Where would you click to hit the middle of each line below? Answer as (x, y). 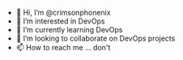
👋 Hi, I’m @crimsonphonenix (63, 13)
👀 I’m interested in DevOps (60, 21)
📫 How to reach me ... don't (63, 47)
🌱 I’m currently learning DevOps (69, 30)
